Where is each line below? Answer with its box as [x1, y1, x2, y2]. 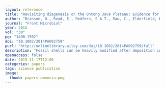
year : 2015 [5, 25, 27, 30]
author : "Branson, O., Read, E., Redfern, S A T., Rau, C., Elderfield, [5, 16, 157, 21]
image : [5, 71, 19, 76]
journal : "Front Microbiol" [5, 21, 63, 26]
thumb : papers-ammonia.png [9, 75, 65, 80]
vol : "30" [5, 30, 26, 35]
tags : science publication [5, 66, 60, 71]
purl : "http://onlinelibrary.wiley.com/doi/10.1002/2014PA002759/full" [5, 44, 155, 48]
